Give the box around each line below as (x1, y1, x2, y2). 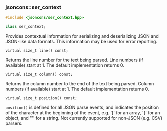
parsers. (5, 120, 23, 126)
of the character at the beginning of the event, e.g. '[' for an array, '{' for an (5, 110, 160, 116)
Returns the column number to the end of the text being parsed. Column (5, 81, 154, 87)
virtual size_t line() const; (5, 48, 69, 53)
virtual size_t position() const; (5, 96, 78, 101)
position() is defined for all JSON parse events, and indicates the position (5, 104, 159, 111)
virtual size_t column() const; (5, 72, 73, 77)
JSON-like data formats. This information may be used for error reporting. (5, 39, 158, 45)
